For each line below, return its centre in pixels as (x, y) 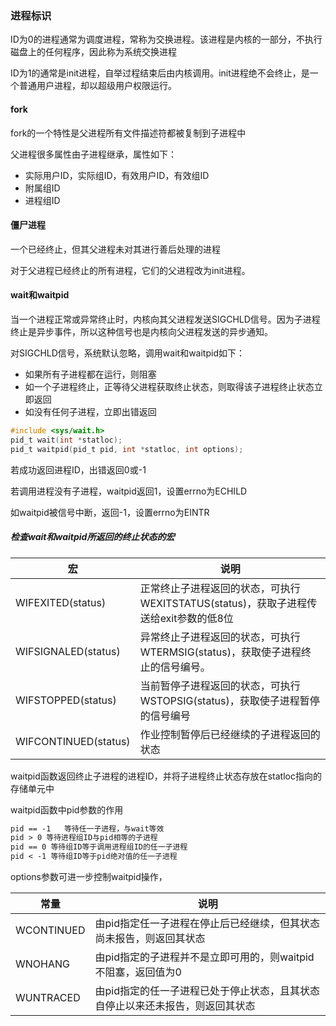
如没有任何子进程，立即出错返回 (90, 411)
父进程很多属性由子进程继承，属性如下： (93, 154)
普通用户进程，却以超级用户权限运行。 (97, 86)
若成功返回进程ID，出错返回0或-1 (78, 469)
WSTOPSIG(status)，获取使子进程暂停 (229, 700)
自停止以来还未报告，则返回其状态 (175, 1005)
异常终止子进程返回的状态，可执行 (220, 637)
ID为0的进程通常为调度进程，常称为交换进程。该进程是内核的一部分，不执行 (166, 39)
